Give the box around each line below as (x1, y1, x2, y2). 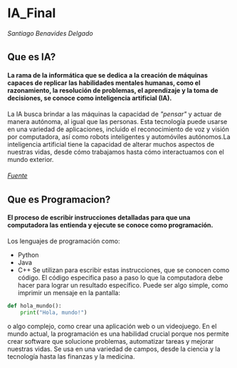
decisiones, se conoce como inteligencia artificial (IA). (7, 93, 172, 102)
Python (17, 251, 39, 259)
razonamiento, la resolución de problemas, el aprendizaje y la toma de (7, 86, 218, 94)
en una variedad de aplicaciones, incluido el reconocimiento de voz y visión (7, 125, 230, 133)
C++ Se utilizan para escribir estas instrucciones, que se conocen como (17, 266, 230, 274)
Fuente (7, 171, 28, 180)
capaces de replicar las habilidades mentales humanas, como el (7, 78, 201, 87)
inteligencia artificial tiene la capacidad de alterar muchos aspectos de (7, 140, 215, 148)
